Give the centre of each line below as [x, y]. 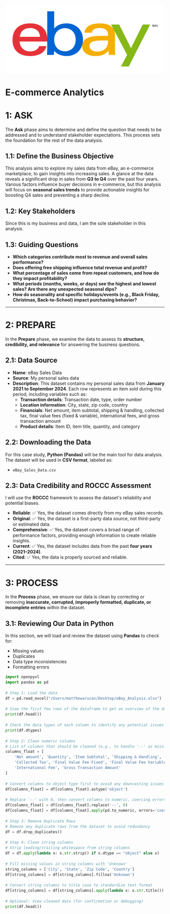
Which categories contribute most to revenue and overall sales [80, 257]
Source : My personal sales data [46, 378]
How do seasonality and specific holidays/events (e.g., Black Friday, [86, 295]
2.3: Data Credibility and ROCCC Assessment [78, 486]
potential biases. [22, 503]
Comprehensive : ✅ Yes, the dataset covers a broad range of [76, 530]
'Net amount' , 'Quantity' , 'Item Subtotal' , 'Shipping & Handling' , [88, 757]
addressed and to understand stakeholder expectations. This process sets [83, 135]
